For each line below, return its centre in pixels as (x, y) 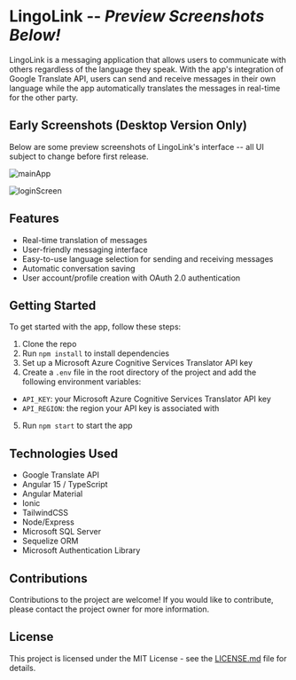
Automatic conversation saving (78, 268)
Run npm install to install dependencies (96, 353)
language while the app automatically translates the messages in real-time (145, 88)
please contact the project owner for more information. (109, 609)
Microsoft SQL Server (62, 532)
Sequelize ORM (50, 541)
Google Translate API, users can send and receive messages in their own (143, 78)
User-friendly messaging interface (85, 249)
